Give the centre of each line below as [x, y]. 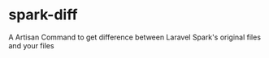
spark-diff [43, 15]
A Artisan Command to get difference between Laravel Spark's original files [135, 37]
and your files [31, 45]
